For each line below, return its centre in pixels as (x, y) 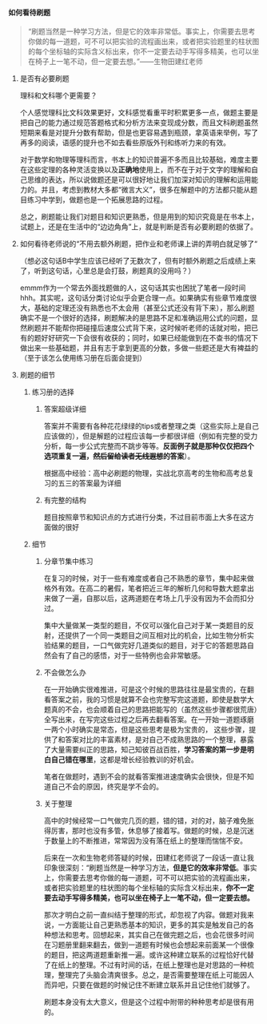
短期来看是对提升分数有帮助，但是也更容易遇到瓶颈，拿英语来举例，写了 (139, 133)
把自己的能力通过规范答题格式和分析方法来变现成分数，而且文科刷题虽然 (139, 123)
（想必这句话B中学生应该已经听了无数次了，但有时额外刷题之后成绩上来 (137, 261)
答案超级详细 (65, 409)
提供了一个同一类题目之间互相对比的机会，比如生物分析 (156, 635)
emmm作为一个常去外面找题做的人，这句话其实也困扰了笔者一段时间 (133, 288)
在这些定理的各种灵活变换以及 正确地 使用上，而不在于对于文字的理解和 (135, 170)
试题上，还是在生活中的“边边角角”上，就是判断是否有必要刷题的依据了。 (139, 227)
